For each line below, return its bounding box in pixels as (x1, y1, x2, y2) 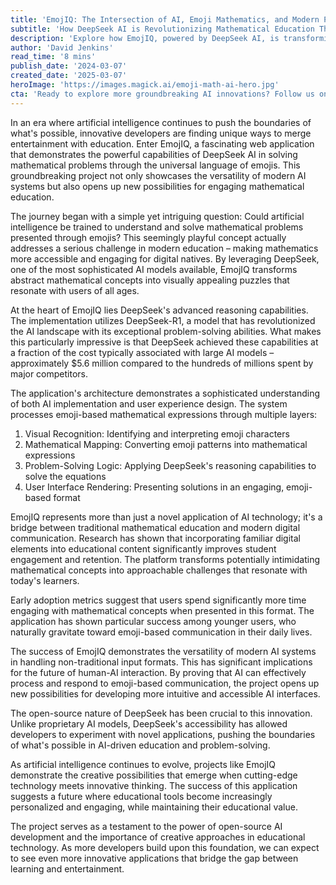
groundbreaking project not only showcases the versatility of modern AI (10, 169, 307, 181)
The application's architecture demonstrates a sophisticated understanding (10, 387, 321, 399)
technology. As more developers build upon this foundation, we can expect (10, 841, 320, 853)
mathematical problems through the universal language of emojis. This (10, 159, 301, 171)
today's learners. (10, 574, 80, 586)
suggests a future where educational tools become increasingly (10, 790, 273, 802)
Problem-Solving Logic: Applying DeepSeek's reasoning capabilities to (24, 459, 317, 471)
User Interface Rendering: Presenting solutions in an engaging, (24, 481, 285, 493)
